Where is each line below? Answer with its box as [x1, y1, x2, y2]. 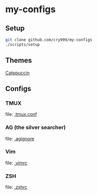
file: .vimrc [5, 159, 28, 166]
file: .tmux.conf [5, 111, 37, 118]
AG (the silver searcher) [5, 124, 66, 131]
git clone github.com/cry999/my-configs [5, 37, 93, 42]
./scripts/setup [5, 42, 40, 47]
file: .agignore [5, 135, 35, 142]
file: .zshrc [5, 184, 28, 190]
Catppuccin [5, 70, 30, 76]
